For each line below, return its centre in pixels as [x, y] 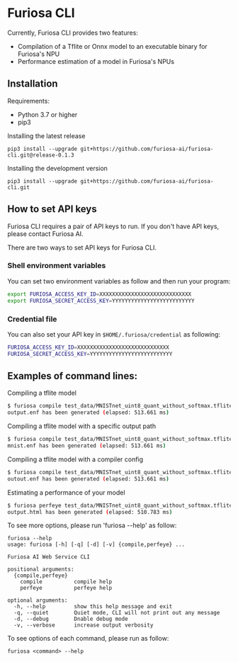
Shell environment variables [57, 266]
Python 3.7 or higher [47, 114]
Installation [33, 84]
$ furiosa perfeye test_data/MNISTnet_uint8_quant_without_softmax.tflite [120, 505]
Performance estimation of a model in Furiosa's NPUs [96, 61]
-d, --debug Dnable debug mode [71, 619]
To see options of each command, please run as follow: [88, 639]
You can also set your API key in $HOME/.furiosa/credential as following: [114, 334]
